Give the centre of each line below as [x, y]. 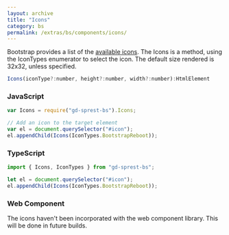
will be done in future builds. [47, 225]
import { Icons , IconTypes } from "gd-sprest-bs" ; [81, 167]
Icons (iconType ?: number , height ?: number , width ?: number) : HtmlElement [109, 79]
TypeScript [26, 153]
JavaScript [26, 96]
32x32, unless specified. [42, 66]
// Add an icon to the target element [62, 123]
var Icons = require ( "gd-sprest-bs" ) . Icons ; [72, 111]
